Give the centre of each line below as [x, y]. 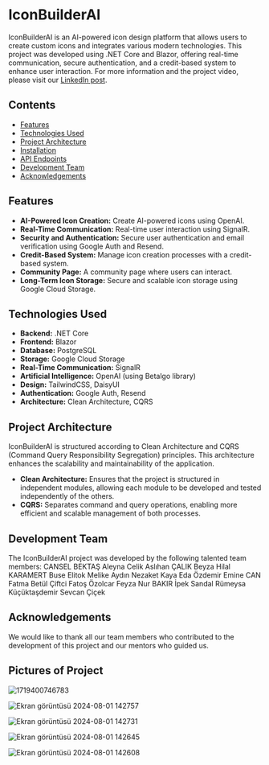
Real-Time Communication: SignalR [80, 368]
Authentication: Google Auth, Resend [83, 393]
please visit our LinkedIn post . [58, 80]
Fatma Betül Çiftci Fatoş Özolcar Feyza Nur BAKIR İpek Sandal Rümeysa [127, 584]
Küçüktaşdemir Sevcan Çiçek [57, 592]
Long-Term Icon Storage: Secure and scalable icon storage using [129, 280]
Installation [38, 150]
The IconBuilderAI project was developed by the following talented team [127, 558]
